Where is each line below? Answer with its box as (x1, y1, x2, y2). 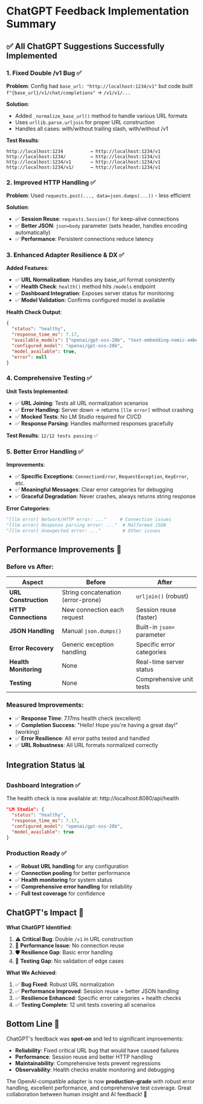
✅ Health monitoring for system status (14, 876, 113, 883)
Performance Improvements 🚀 (6, 545, 122, 555)
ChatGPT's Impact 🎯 (6, 908, 85, 918)
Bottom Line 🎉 (6, 1019, 60, 1029)
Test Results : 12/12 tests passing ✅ (6, 432, 98, 439)
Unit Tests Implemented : (6, 388, 69, 395)
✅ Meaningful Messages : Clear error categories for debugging (14, 486, 173, 493)
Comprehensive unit (135, 675, 193, 684)
